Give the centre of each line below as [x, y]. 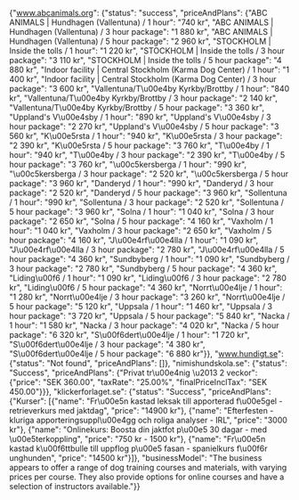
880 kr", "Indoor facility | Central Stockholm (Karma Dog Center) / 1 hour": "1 [149, 70]
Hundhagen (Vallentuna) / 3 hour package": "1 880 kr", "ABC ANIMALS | [141, 32]
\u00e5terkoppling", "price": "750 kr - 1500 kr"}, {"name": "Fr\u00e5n [137, 439]
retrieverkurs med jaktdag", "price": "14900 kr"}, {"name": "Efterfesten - [141, 410]
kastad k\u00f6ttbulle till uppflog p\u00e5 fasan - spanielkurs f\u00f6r [138, 448]
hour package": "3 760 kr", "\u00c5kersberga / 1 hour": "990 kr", [128, 164]
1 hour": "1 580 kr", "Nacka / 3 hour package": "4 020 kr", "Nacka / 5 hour [144, 325]
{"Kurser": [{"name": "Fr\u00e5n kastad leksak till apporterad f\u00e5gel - [146, 401]
